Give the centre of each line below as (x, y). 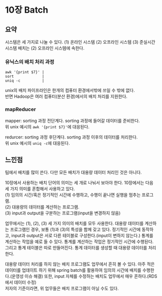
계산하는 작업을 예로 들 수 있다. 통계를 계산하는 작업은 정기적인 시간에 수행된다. (79, 242)
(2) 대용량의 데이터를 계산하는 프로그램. (42, 207)
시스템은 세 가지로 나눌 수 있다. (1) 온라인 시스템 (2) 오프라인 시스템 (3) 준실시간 (80, 42)
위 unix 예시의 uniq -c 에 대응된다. (38, 143)
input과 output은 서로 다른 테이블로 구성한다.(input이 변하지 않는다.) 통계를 (82, 236)
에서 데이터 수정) (21, 282)
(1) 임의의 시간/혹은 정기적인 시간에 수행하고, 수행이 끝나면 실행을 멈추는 (73, 195)
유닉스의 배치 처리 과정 (30, 62)
